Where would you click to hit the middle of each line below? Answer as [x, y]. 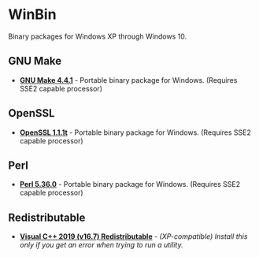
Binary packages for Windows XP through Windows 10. [98, 36]
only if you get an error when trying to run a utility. [101, 245]
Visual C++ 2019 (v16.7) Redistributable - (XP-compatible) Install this [133, 237]
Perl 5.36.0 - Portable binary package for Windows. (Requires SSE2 [130, 184]
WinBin [32, 15]
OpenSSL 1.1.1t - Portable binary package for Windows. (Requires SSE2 [135, 132]
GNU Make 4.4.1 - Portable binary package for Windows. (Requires [128, 80]
